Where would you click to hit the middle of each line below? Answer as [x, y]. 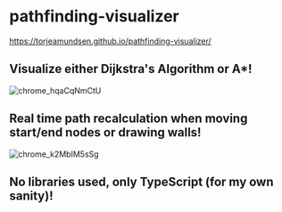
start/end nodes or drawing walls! [105, 132]
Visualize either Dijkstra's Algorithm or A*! [131, 69]
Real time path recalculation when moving [129, 119]
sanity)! [31, 196]
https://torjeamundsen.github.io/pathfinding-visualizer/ [110, 41]
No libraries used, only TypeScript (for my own [141, 181]
